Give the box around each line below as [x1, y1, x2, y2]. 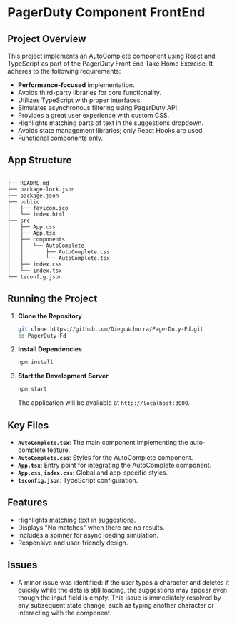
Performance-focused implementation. [17, 81, 135, 89]
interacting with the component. [17, 608, 112, 617]
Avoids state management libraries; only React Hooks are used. [17, 126, 205, 134]
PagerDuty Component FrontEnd [7, 4, 206, 21]
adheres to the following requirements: [7, 67, 121, 75]
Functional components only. [17, 134, 104, 142]
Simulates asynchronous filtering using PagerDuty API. [17, 104, 179, 111]
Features [7, 497, 48, 509]
